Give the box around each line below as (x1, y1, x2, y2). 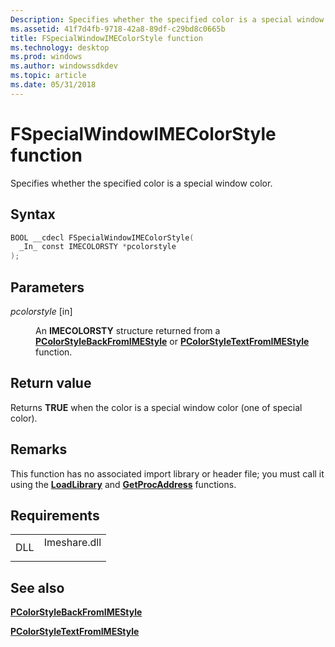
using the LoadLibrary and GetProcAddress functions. (10, 478, 237, 490)
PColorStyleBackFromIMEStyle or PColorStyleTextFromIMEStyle (35, 335, 310, 347)
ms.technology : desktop (10, 42, 110, 53)
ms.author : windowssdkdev (10, 61, 118, 71)
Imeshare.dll (43, 536, 102, 550)
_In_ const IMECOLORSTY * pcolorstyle (19, 242, 177, 252)
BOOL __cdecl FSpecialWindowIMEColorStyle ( (10, 232, 195, 243)
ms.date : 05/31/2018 (10, 80, 97, 90)
